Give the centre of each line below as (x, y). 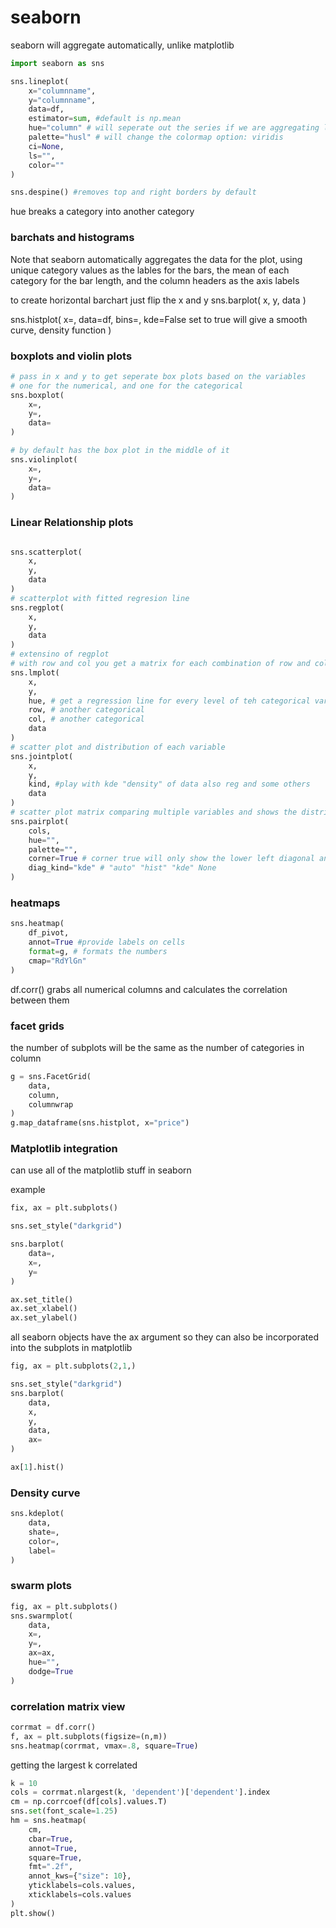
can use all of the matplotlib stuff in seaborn (101, 1170)
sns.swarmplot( (42, 1616)
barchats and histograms (72, 238)
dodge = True (51, 1671)
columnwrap (51, 1104)
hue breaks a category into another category (102, 212)
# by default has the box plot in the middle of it (120, 451)
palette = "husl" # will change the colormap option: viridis (156, 137)
